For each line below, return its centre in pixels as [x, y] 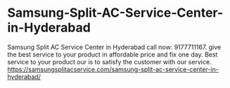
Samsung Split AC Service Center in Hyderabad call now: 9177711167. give [114, 47]
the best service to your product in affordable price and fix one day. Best [113, 54]
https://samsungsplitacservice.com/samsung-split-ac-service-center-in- [113, 69]
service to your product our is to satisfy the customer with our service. [110, 61]
